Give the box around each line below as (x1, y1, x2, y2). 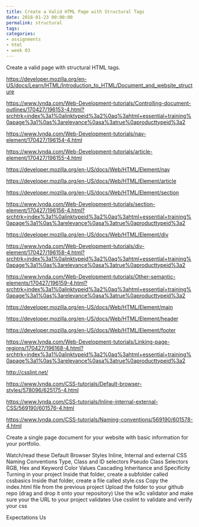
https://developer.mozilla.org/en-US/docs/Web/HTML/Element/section (6, 189, 179, 196)
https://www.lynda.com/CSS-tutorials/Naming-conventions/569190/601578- (6, 416, 193, 423)
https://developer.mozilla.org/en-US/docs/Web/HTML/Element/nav (6, 166, 170, 173)
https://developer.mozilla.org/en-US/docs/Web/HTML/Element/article (6, 177, 176, 185)
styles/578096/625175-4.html (6, 386, 79, 394)
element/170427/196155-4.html (6, 154, 82, 161)
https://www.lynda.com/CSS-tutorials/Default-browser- (6, 380, 143, 387)
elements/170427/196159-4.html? (6, 279, 88, 286)
